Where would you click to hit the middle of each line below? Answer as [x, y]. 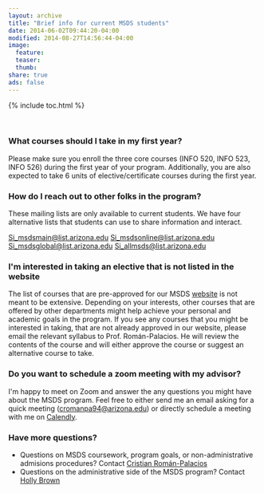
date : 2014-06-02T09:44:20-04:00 [64, 30]
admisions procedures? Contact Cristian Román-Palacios [113, 463]
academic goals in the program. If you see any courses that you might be [128, 319]
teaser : [28, 61]
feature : [30, 53]
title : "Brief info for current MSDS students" [89, 23]
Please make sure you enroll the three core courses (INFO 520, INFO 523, [129, 158]
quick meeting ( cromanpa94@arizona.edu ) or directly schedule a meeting [130, 408]
